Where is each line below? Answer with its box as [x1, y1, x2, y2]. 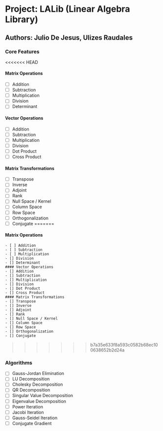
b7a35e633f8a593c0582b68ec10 [90, 342, 158, 348]
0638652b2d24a [90, 347, 125, 353]
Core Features [5, 48, 40, 55]
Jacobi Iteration [12, 409, 44, 415]
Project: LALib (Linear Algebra [5, 3, 130, 15]
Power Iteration [12, 404, 43, 409]
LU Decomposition [12, 376, 50, 382]
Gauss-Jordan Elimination [12, 371, 65, 377]
